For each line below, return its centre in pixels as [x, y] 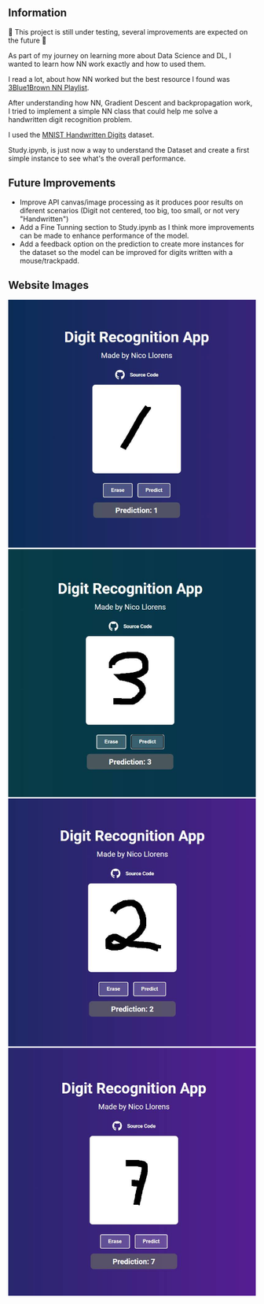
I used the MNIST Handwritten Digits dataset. [81, 135]
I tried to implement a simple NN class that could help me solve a [113, 111]
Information [38, 13]
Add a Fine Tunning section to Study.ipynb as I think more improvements [137, 227]
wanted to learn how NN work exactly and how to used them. [107, 64]
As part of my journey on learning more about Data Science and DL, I [120, 55]
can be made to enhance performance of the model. [104, 235]
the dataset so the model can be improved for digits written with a [126, 252]
